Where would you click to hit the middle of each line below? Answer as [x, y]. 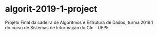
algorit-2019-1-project [51, 9]
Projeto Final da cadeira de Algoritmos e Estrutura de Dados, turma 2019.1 [79, 22]
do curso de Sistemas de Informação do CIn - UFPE [57, 27]
